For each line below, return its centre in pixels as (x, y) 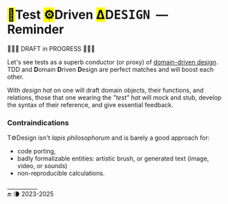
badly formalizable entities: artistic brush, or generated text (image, (113, 158)
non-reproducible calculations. (61, 174)
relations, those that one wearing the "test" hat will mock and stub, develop (114, 98)
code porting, (37, 151)
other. (16, 77)
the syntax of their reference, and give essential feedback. (91, 104)
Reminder (36, 29)
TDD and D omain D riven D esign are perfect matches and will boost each (111, 69)
